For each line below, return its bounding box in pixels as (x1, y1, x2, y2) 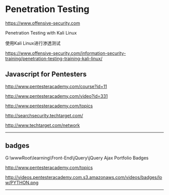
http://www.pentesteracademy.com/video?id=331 (5, 93, 108, 99)
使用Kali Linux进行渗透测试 (5, 40, 61, 46)
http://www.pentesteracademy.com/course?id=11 (5, 83, 107, 89)
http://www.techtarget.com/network (5, 122, 80, 128)
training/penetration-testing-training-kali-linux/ (5, 55, 103, 61)
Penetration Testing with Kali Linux (5, 30, 77, 36)
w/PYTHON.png (5, 179, 39, 185)
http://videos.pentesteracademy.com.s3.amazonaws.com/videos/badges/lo (5, 174, 162, 180)
